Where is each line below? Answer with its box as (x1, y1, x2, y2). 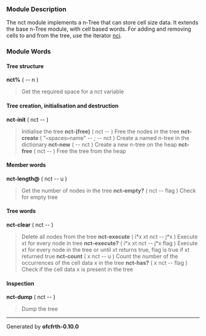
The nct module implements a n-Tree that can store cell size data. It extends (6, 19, 199, 26)
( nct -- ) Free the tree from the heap (33, 147, 126, 155)
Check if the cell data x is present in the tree (21, 266, 134, 273)
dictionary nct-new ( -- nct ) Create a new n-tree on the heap (21, 141, 177, 148)
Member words (6, 162, 46, 169)
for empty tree (21, 193, 58, 201)
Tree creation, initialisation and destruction (6, 102, 119, 109)
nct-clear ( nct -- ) (6, 221, 54, 229)
